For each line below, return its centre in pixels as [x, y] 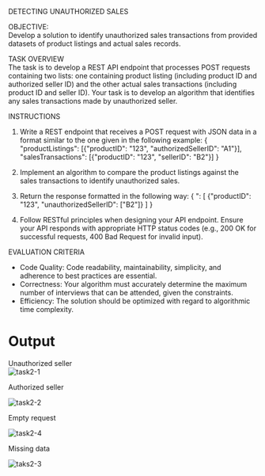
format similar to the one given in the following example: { [114, 140]
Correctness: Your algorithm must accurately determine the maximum [133, 284]
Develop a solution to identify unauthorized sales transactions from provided [133, 35]
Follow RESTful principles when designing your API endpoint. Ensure [131, 220]
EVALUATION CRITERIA [47, 252]
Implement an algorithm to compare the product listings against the [129, 172]
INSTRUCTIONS [34, 116]
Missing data [29, 448]
